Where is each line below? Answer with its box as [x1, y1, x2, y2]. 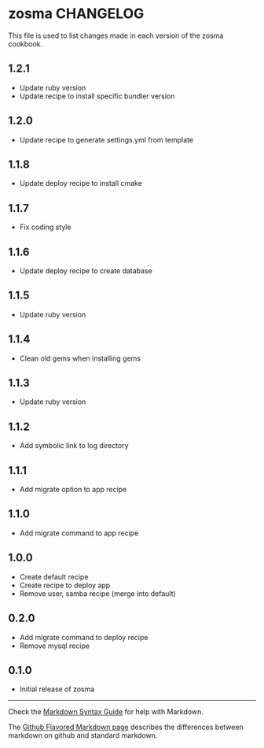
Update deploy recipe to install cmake [19, 179, 143, 188]
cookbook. [8, 39, 43, 48]
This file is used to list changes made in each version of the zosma [8, 31, 224, 40]
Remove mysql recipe [19, 641, 90, 650]
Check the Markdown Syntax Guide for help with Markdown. [8, 707, 204, 717]
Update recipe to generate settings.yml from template [19, 135, 194, 144]
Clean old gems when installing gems [19, 354, 141, 363]
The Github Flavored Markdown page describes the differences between [8, 722, 244, 732]
